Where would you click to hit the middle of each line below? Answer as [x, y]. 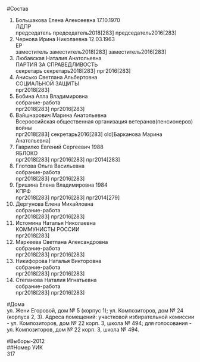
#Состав [18, 9]
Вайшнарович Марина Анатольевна [61, 115]
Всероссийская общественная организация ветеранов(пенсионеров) [104, 121]
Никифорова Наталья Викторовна [58, 261]
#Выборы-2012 [26, 341]
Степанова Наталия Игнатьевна [56, 280]
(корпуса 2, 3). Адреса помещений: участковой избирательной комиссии [101, 317]
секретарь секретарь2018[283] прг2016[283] [73, 71]
